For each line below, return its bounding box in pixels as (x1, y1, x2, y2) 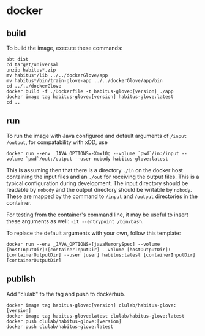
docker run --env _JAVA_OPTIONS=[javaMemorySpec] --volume (6, 241, 160, 247)
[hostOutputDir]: (126, 246, 171, 253)
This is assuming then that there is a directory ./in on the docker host (6, 166, 184, 174)
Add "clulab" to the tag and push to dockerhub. (6, 290, 125, 297)
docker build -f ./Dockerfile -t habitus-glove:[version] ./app (6, 88, 174, 94)
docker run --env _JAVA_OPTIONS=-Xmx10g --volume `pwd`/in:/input (6, 150, 179, 156)
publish (6, 274, 35, 284)
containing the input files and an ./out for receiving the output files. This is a (6, 173, 199, 180)
